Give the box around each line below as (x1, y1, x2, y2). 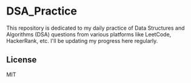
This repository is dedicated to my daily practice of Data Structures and (6, 24, 185, 32)
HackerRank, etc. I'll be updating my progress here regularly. (6, 37, 158, 44)
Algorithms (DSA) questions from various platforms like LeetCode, (6, 30, 172, 38)
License (6, 55, 37, 65)
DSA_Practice (6, 4, 78, 18)
